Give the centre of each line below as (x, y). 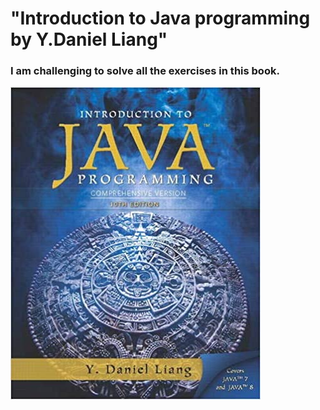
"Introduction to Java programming (160, 18)
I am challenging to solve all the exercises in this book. (145, 71)
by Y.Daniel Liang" (89, 39)
